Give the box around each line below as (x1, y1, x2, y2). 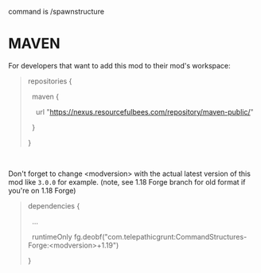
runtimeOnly (31, 232, 73, 241)
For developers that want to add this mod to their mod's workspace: (8, 60, 231, 70)
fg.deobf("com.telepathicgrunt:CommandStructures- (74, 232, 247, 241)
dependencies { (27, 201, 80, 210)
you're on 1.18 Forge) (8, 185, 76, 195)
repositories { (27, 76, 72, 86)
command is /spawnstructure (8, 7, 105, 16)
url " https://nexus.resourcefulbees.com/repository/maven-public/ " (35, 107, 255, 116)
